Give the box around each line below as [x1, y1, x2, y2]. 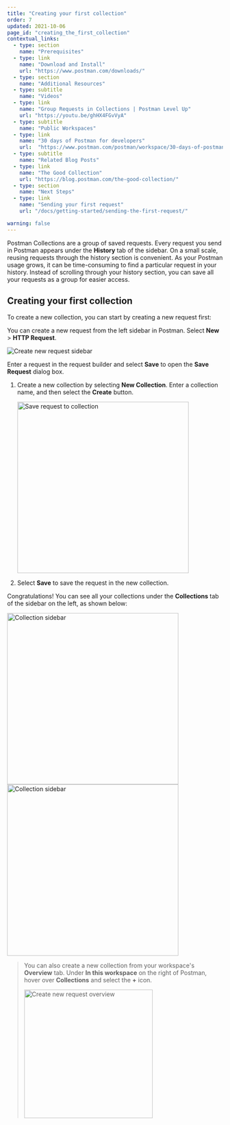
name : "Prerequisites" [19, 49, 84, 56]
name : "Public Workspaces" [19, 125, 97, 132]
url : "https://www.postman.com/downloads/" [19, 67, 146, 74]
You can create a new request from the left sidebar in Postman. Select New [7, 326, 220, 335]
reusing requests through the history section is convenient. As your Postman [7, 253, 223, 261]
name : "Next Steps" [19, 189, 75, 195]
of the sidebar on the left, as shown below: [7, 599, 128, 607]
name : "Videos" [19, 93, 63, 100]
